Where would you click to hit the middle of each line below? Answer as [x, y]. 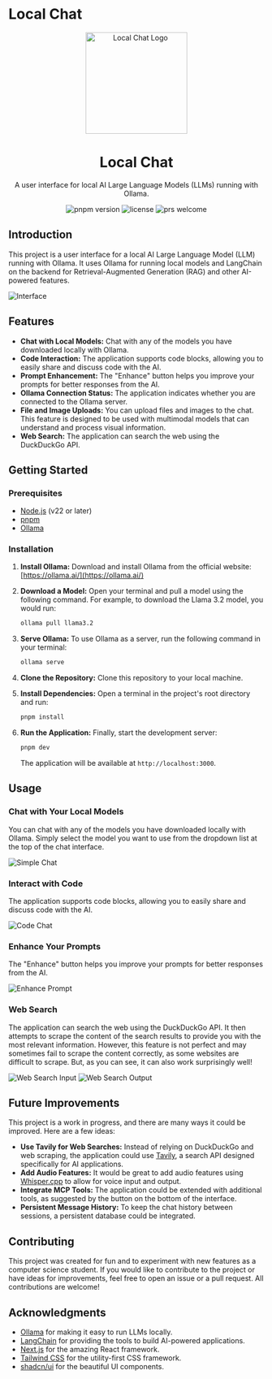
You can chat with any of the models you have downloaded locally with [127, 829]
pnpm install [42, 717]
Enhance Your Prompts [55, 946]
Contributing [41, 1241]
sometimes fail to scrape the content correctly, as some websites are [124, 1053]
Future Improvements [64, 1102]
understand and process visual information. [93, 427]
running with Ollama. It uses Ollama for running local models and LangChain [135, 263]
